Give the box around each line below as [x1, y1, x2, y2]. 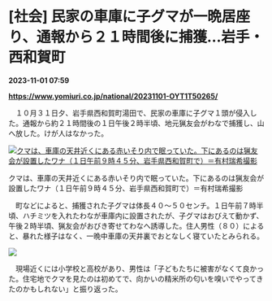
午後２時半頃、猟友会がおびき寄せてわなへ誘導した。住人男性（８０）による [8, 220, 265, 230]
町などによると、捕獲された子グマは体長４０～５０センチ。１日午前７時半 [15, 200, 264, 210]
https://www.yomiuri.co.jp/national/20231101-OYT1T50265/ [8, 91, 218, 101]
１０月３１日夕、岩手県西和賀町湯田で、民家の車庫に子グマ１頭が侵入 [15, 107, 250, 118]
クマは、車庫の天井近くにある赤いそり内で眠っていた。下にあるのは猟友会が [8, 172, 265, 183]
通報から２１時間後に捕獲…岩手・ [36, 28, 264, 46]
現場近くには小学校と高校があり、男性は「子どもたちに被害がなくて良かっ [15, 264, 265, 273]
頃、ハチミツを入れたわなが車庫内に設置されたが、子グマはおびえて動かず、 [8, 211, 264, 220]
